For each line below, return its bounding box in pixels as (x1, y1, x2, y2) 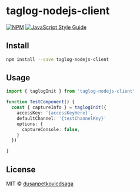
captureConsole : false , (21, 126, 81, 132)
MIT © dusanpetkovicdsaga (6, 180, 74, 187)
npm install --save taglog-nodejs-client (6, 56, 109, 63)
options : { (16, 121, 44, 127)
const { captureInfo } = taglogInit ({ (11, 104, 107, 110)
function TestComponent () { (6, 99, 75, 105)
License (6, 164, 36, 175)
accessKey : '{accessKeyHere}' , (16, 110, 94, 116)
